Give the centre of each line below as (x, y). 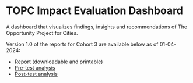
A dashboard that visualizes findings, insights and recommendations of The (97, 27)
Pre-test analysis (35, 67)
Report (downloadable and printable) (59, 62)
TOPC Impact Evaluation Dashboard (95, 11)
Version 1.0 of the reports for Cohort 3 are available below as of (82, 44)
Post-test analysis (36, 74)
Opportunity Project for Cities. (42, 33)
